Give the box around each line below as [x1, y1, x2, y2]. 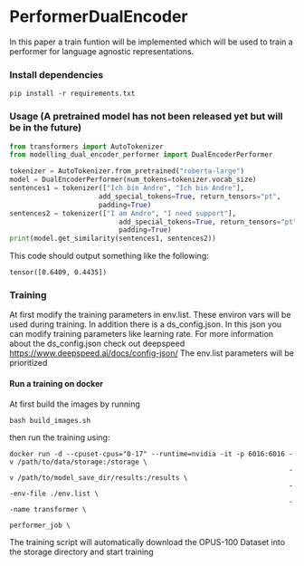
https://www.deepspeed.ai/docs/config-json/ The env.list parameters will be [9, 348, 294, 359]
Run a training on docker [9, 379, 104, 389]
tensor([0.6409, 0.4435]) [9, 268, 107, 277]
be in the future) [9, 121, 82, 134]
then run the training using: [9, 432, 110, 443]
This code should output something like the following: [9, 251, 210, 262]
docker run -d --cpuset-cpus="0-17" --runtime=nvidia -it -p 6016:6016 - [9, 449, 294, 458]
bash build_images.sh [9, 416, 91, 425]
